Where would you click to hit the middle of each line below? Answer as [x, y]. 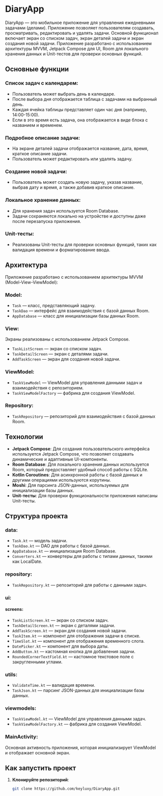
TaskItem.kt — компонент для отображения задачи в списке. [76, 636]
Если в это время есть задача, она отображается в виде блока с [80, 120]
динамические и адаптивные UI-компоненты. [60, 459]
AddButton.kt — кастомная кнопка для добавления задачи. [74, 651]
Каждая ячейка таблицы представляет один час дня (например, [80, 109]
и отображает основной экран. [38, 752]
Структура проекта [36, 516]
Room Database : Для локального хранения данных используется [81, 464]
